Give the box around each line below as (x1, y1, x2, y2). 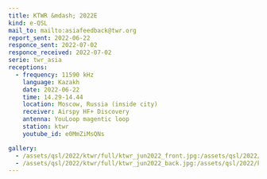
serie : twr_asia (8, 56, 62, 64)
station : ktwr (22, 123, 69, 130)
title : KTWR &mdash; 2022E (8, 11, 98, 20)
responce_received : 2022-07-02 (8, 49, 112, 56)
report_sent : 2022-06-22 (8, 33, 91, 42)
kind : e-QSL (8, 19, 48, 27)
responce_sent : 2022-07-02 (8, 41, 98, 49)
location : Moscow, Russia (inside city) (22, 100, 158, 108)
